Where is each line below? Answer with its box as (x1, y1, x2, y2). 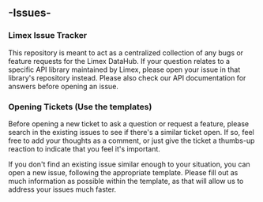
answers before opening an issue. (8, 81, 118, 91)
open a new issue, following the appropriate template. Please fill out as (8, 167, 239, 177)
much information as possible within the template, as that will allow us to (8, 176, 244, 185)
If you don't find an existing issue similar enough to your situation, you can (8, 159, 250, 169)
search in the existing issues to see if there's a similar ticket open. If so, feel (8, 127, 255, 137)
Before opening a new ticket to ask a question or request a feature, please (8, 118, 250, 129)
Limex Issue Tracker (8, 30, 88, 41)
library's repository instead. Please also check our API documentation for (8, 73, 246, 82)
